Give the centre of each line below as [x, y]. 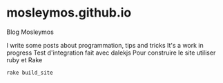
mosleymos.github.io [69, 13]
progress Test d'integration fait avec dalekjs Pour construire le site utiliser [111, 53]
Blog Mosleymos [30, 32]
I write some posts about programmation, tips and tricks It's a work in [105, 45]
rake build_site [30, 73]
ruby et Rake [25, 59]
